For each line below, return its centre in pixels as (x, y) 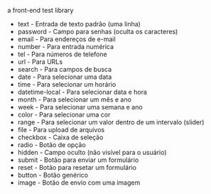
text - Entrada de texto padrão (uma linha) (79, 24)
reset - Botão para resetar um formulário (77, 167)
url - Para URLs (40, 62)
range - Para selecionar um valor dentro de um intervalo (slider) (111, 122)
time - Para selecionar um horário (67, 84)
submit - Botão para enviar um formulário (78, 160)
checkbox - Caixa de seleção (60, 137)
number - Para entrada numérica (66, 47)
